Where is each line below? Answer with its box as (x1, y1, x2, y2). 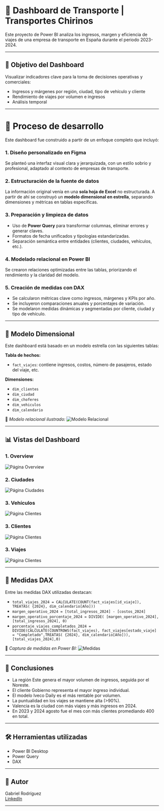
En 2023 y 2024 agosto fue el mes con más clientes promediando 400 (12, 708, 155, 714)
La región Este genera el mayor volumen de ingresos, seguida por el (12, 677, 149, 683)
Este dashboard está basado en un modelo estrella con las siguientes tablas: (5, 343, 159, 348)
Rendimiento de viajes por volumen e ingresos (12, 94, 105, 99)
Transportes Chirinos (5, 15, 94, 26)
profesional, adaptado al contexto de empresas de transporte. (5, 165, 130, 171)
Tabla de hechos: (5, 352, 41, 358)
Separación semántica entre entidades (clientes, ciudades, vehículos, (12, 238, 152, 244)
